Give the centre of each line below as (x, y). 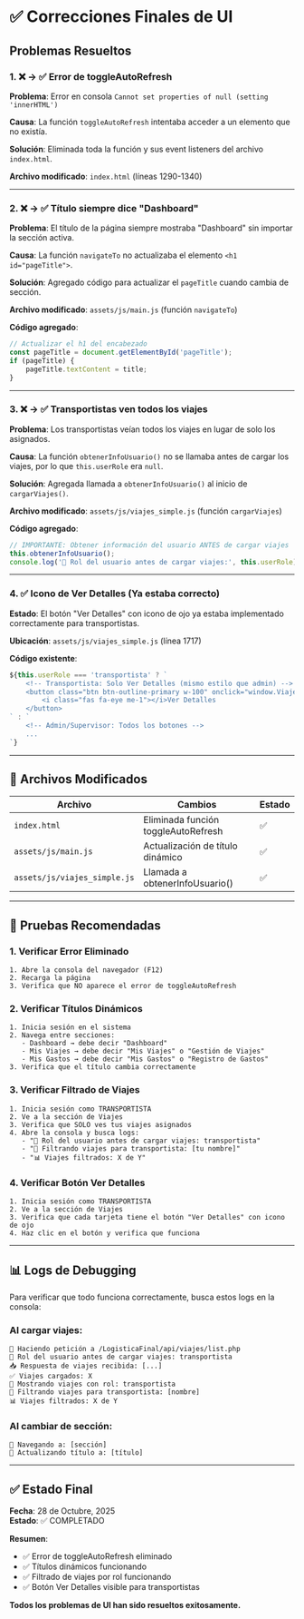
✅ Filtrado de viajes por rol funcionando (97, 1577)
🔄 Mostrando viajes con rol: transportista (93, 1384)
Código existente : (43, 658)
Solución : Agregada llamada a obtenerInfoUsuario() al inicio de (128, 484)
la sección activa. (42, 238)
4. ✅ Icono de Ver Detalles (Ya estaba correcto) (114, 594)
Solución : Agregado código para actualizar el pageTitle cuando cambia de (149, 282)
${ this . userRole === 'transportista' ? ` (89, 675)
